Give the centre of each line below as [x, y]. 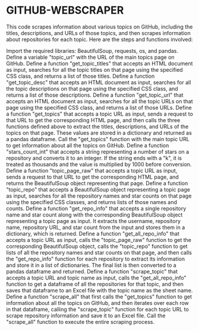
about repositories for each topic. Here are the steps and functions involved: [99, 39]
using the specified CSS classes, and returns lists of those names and [91, 202]
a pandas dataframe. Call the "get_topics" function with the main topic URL [98, 139]
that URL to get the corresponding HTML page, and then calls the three [93, 120]
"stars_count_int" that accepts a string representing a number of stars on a [98, 151]
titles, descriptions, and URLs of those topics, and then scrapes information [99, 33]
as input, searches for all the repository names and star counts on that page [99, 196]
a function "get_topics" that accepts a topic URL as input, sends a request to [99, 114]
